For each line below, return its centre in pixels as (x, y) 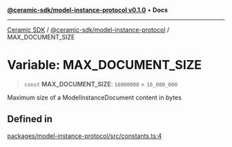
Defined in (30, 119)
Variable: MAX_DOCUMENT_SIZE (105, 65)
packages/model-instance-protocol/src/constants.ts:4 (85, 136)
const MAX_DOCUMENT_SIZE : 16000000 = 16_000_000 (101, 84)
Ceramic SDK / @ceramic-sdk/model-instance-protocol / (88, 30)
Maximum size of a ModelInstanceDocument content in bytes (94, 97)
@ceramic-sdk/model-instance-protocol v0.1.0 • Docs (87, 10)
